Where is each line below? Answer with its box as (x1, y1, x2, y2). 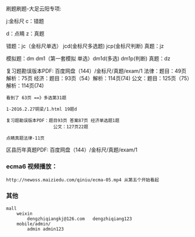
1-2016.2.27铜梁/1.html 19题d (6, 106, 77, 112)
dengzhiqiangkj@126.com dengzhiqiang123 (27, 216, 132, 222)
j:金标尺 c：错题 (6, 18, 45, 25)
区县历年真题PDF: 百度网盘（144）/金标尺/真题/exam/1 (6, 146, 138, 153)
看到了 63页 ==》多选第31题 (6, 95, 67, 101)
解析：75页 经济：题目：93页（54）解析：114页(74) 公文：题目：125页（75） (6, 75, 190, 82)
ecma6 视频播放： (6, 162, 58, 170)
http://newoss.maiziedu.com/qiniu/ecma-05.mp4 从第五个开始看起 (6, 177, 159, 183)
